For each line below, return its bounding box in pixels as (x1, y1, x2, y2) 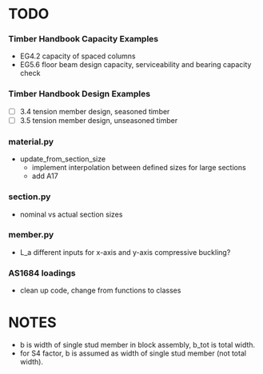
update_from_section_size (19, 154, 106, 164)
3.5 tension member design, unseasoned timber (19, 115, 178, 125)
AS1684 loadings (8, 267, 76, 278)
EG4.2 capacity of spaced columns (19, 51, 136, 61)
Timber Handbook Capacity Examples (8, 34, 159, 45)
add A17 (31, 171, 58, 181)
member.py (8, 229, 54, 241)
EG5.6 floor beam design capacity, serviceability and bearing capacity (19, 60, 252, 70)
